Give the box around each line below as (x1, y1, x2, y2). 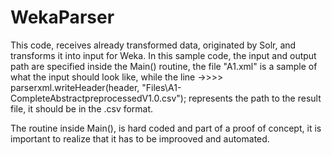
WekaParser (10, 6, 115, 29)
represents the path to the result (188, 92, 322, 104)
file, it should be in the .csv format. (10, 102, 154, 115)
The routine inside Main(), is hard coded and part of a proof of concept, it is (10, 122, 322, 134)
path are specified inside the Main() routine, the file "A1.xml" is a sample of (10, 60, 318, 72)
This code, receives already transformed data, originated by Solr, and (10, 39, 297, 51)
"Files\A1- (141, 81, 182, 93)
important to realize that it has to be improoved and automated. (10, 132, 270, 145)
